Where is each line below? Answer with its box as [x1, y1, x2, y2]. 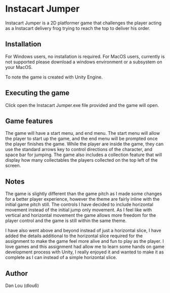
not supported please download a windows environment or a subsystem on [5, 59, 162, 65]
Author [5, 269, 28, 278]
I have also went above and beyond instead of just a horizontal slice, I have [5, 228, 161, 234]
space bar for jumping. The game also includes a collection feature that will [5, 152, 162, 158]
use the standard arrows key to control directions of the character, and [5, 146, 153, 153]
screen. [5, 163, 21, 169]
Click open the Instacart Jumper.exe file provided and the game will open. [5, 102, 159, 108]
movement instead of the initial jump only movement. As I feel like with [5, 207, 152, 213]
